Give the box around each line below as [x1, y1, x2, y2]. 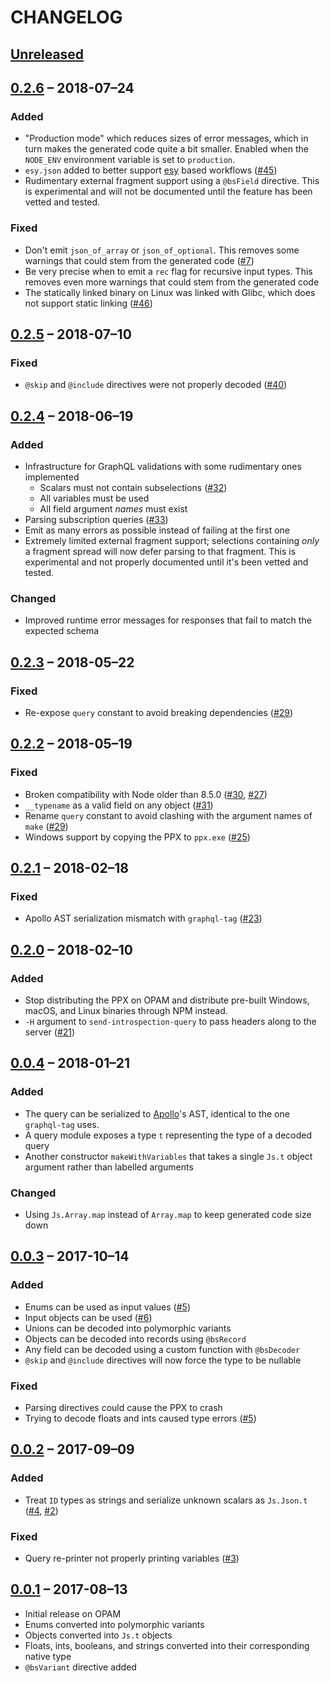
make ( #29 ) [24, 820, 69, 832]
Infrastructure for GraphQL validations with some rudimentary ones [24, 460, 302, 472]
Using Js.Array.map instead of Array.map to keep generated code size [24, 1208, 312, 1220]
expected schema [24, 625, 100, 637]
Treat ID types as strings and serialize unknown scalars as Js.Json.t [24, 1494, 308, 1506]
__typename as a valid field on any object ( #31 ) [24, 799, 214, 811]
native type [24, 1650, 72, 1662]
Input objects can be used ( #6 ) [24, 1311, 153, 1323]
